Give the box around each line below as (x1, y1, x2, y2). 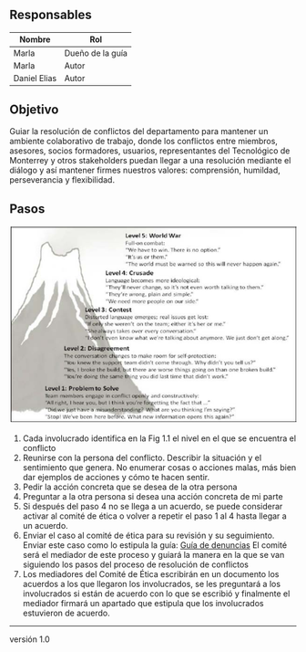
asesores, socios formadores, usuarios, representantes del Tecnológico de (9, 145, 291, 156)
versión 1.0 (9, 634, 50, 645)
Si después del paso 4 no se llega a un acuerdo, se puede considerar (22, 501, 283, 511)
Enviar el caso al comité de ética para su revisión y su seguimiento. (22, 530, 275, 541)
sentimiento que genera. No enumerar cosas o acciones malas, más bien (22, 462, 297, 473)
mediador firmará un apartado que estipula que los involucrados (22, 598, 264, 608)
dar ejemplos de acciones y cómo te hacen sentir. (22, 472, 210, 482)
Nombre (19, 34, 51, 45)
